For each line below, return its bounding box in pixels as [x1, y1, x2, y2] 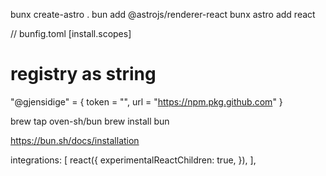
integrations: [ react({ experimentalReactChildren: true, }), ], [10, 154, 257, 166]
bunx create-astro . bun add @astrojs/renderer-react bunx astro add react [10, 9, 316, 20]
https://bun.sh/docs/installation [10, 134, 140, 146]
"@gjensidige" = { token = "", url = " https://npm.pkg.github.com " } [10, 95, 283, 108]
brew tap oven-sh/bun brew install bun [10, 115, 170, 127]
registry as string [10, 63, 157, 86]
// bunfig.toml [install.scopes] [10, 28, 132, 39]
